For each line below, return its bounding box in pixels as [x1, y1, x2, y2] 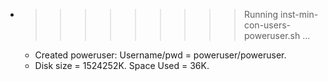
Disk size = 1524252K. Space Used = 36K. [34, 60, 210, 71]
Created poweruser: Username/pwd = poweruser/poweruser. [34, 49, 287, 61]
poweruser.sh [243, 30, 301, 41]
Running [243, 9, 279, 20]
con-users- [243, 19, 292, 31]
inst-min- [279, 9, 319, 20]
